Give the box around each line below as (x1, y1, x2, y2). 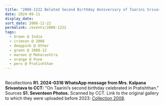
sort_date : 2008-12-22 (5, 20, 51, 26)
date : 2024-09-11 (5, 12, 41, 17)
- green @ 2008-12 (9, 48, 47, 53)
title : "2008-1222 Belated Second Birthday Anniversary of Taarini (5, 7, 145, 12)
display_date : (5, 16, 34, 21)
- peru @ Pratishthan (9, 61, 54, 66)
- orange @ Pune (9, 57, 42, 62)
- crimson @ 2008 (9, 39, 45, 44)
